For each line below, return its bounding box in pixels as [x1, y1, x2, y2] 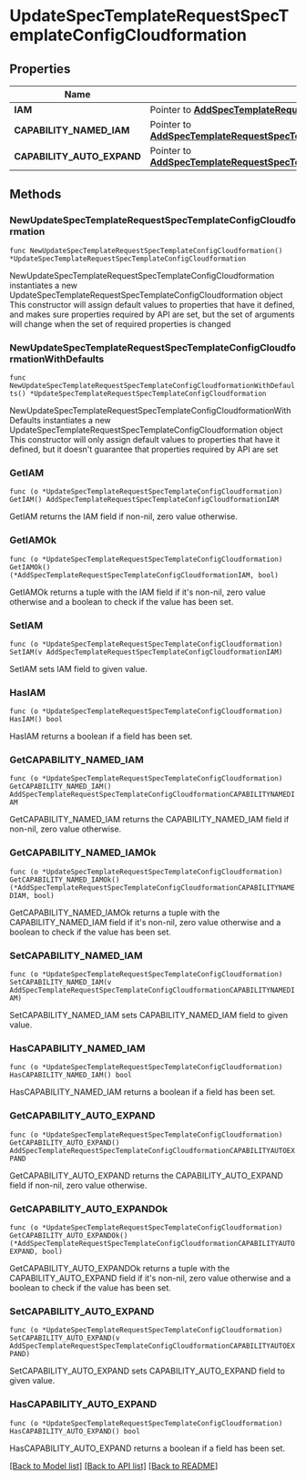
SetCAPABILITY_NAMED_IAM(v [9, 978, 112, 987]
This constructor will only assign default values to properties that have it [9, 434, 280, 444]
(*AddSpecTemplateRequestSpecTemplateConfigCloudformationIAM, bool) [9, 570, 280, 579]
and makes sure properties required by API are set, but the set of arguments [9, 309, 295, 320]
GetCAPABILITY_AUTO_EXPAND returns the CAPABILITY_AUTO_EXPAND [9, 1169, 284, 1180]
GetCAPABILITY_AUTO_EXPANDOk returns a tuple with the [9, 1262, 230, 1273]
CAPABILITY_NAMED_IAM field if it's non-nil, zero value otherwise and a [9, 916, 281, 927]
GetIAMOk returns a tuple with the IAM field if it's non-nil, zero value [9, 587, 266, 597]
